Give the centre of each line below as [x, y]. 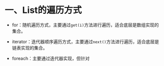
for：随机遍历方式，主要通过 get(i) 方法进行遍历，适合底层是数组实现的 [85, 25]
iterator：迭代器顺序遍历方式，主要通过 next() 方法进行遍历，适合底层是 [85, 41]
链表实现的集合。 [30, 48]
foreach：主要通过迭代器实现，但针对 [51, 58]
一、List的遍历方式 [43, 10]
